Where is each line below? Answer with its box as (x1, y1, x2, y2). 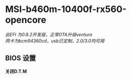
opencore (5, 14, 46, 26)
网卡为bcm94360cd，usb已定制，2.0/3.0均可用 (5, 38, 105, 44)
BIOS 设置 (5, 54, 36, 62)
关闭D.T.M (5, 68, 27, 74)
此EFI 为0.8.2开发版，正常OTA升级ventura (5, 31, 92, 37)
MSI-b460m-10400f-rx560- (5, 4, 127, 15)
